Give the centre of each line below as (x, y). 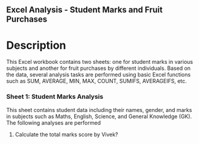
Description (36, 45)
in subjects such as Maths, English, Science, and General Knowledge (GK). (99, 116)
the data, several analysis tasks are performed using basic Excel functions (99, 75)
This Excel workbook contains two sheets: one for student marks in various (99, 62)
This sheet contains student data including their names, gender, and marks (99, 110)
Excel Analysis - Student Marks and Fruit (84, 10)
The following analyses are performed (54, 122)
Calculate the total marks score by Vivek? (67, 134)
